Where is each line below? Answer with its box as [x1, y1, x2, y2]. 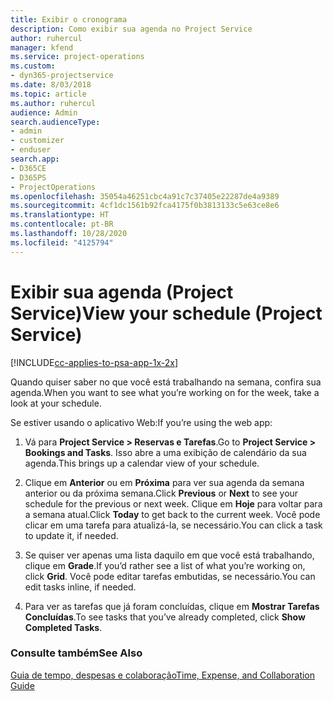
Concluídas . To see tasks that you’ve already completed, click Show [24, 611, 306, 623]
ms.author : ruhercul [10, 98, 97, 108]
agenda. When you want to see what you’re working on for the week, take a [10, 386, 320, 398]
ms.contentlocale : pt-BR [10, 219, 114, 230]
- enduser [10, 145, 52, 155]
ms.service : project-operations [10, 52, 145, 62]
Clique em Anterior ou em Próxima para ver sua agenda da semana [24, 476, 305, 488]
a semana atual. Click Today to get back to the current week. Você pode [24, 508, 321, 520]
